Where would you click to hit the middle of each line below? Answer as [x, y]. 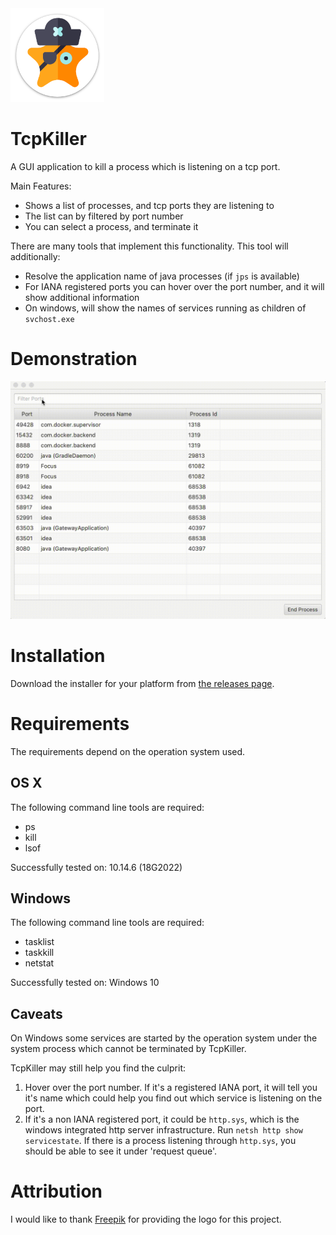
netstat [39, 963]
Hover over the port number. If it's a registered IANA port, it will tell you [171, 1088]
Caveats [36, 1013]
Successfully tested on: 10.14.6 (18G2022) [96, 867]
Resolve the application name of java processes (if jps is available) [162, 276]
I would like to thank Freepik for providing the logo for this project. [146, 1219]
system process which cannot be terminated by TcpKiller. [128, 1049]
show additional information [82, 297]
